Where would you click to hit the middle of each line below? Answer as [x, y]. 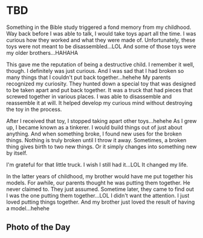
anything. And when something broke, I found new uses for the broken [94, 134]
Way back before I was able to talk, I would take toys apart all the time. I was [101, 33]
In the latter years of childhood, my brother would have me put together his [100, 176]
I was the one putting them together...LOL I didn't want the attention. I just [98, 195]
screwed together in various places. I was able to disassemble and [89, 96]
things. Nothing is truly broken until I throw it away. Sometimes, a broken [96, 140]
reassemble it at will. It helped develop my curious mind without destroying [99, 102]
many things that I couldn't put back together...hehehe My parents [89, 77]
